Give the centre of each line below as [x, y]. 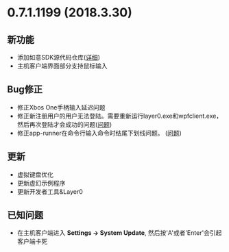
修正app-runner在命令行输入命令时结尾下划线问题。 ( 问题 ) [99, 133]
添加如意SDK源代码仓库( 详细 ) [59, 57]
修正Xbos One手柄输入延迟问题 [61, 107]
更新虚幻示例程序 [41, 183]
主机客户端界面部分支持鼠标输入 [62, 66]
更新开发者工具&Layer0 [50, 191]
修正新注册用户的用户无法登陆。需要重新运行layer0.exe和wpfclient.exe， [120, 116]
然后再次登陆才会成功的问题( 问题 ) [64, 124]
